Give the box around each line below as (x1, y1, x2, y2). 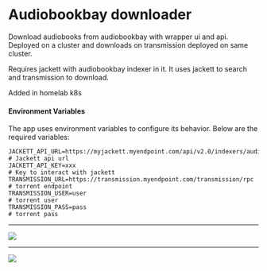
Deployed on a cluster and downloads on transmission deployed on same (8, 40, 249, 49)
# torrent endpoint (8, 183, 73, 191)
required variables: (8, 133, 70, 142)
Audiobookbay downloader (8, 6, 192, 24)
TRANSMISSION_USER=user (8, 189, 87, 198)
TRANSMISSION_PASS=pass (8, 203, 87, 211)
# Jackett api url (8, 155, 69, 163)
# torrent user (8, 196, 59, 204)
